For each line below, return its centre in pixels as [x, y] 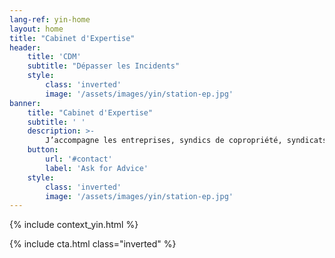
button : [43, 150]
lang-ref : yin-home [50, 19]
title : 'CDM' [54, 57]
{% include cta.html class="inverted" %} [93, 244]
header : [25, 47]
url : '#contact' [79, 159]
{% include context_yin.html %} [74, 225]
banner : [25, 103]
